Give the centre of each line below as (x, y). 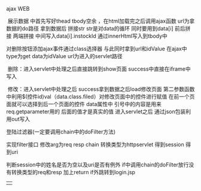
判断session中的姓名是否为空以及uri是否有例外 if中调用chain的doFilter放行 (98, 165)
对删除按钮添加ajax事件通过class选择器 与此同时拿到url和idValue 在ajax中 (97, 48)
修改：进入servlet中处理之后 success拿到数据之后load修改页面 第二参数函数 (101, 89)
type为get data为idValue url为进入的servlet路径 (64, 56)
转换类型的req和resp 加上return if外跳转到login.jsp (73, 172)
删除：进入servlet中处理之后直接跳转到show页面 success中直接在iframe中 (99, 69)
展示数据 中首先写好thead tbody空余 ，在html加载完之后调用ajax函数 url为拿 (101, 21)
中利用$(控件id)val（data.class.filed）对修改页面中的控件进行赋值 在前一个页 (100, 96)
